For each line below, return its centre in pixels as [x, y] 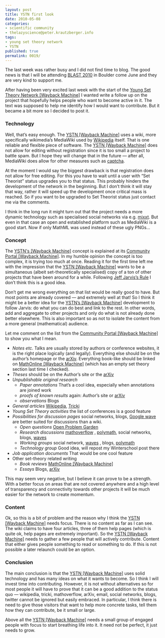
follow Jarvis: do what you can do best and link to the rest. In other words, [80, 308]
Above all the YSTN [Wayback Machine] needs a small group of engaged [79, 620]
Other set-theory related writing [45, 458]
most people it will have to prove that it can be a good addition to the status [82, 589]
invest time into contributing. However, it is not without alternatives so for [79, 584]
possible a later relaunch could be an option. [50, 549]
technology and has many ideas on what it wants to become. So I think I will [82, 578]
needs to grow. [20, 630]
